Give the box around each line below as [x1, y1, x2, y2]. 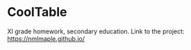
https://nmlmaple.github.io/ [7, 34, 85, 42]
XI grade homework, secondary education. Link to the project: [7, 27, 185, 35]
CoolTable [7, 4, 67, 20]
